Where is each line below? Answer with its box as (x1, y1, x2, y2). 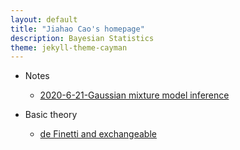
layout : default (10, 14, 78, 25)
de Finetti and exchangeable (39, 128, 157, 140)
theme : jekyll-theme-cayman (10, 42, 128, 53)
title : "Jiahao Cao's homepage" (10, 24, 145, 34)
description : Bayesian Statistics (10, 33, 155, 43)
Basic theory (24, 109, 78, 121)
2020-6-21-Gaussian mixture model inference (39, 89, 230, 101)
